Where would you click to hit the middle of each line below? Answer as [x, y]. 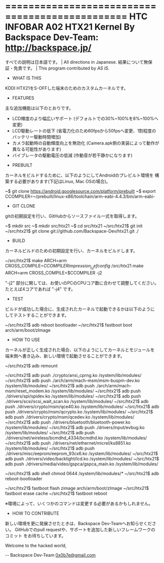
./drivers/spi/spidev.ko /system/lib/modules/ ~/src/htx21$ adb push [73, 396]
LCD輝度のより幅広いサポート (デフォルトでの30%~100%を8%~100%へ [85, 118]
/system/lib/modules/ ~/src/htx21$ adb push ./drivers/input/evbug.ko [75, 428]
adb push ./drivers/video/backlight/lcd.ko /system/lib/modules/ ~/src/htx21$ [82, 459]
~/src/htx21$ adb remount [31, 366]
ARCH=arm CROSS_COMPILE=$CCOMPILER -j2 [54, 273]
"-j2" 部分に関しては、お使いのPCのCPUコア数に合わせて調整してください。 [82, 283]
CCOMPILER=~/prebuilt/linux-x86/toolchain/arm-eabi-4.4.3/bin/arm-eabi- [80, 196]
